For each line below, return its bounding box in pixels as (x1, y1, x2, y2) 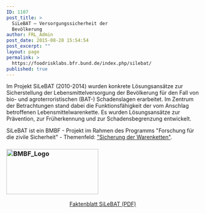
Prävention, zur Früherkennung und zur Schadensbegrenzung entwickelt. (6, 115, 192, 122)
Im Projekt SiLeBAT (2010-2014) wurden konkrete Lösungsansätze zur (6, 83, 184, 90)
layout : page (6, 49, 40, 55)
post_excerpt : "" (6, 43, 51, 50)
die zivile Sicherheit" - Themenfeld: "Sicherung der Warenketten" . (6, 133, 173, 141)
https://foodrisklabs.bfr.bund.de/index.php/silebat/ (12, 60, 152, 66)
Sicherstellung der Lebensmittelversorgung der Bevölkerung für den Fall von (6, 89, 199, 97)
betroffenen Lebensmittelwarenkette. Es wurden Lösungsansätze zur (6, 108, 181, 116)
